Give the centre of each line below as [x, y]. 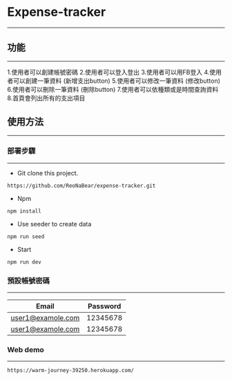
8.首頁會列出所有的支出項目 [46, 98]
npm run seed [26, 236]
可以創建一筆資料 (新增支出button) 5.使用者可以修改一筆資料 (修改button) [117, 81]
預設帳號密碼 [29, 280]
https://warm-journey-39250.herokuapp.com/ [71, 371]
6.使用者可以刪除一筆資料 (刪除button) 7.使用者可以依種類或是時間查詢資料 [113, 89]
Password [104, 306]
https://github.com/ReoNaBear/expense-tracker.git [81, 186]
